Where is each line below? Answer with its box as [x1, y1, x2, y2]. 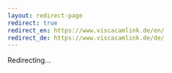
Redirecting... [7, 56, 52, 65]
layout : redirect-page [7, 11, 83, 20]
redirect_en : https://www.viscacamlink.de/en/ [7, 26, 165, 34]
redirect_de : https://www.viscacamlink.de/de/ [7, 33, 165, 42]
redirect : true [7, 19, 58, 27]
